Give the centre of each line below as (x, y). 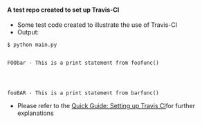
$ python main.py (32, 45)
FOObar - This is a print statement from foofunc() (83, 63)
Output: (28, 32)
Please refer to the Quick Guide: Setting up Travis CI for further (106, 106)
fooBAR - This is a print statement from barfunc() (83, 93)
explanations (35, 113)
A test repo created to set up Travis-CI (63, 10)
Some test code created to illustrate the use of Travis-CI (97, 25)
